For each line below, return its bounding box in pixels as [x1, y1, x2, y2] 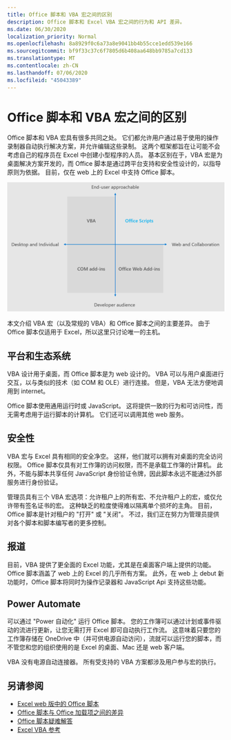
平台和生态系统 [7, 350, 71, 362]
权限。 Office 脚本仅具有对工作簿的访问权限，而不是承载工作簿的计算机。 [7, 460, 215, 469]
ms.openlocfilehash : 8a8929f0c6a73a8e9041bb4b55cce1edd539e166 [7, 40, 193, 48]
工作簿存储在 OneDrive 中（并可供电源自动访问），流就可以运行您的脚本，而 [7, 634, 222, 643]
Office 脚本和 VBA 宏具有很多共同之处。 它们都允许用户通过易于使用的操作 [7, 133, 219, 142]
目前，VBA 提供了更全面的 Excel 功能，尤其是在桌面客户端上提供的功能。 [7, 560, 215, 569]
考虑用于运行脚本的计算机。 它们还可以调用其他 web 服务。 [19, 410, 188, 418]
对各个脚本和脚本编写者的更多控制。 [7, 518, 110, 526]
